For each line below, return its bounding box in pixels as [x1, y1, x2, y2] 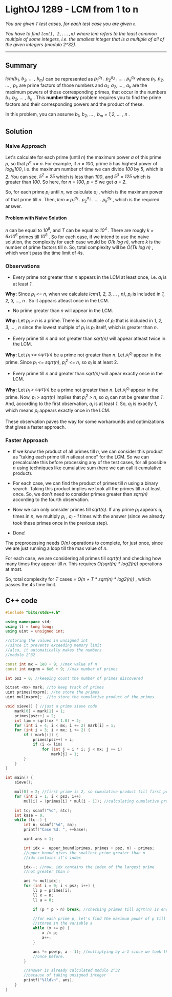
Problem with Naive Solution [5, 215, 67, 221]
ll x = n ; [32, 892, 54, 898]
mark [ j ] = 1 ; [51, 751, 79, 757]
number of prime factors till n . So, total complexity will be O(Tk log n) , [5, 244, 154, 251]
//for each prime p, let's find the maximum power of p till [32, 916, 166, 921]
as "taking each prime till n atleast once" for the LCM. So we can [12, 454, 149, 460]
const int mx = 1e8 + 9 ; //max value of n [5, 661, 97, 667]
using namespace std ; [5, 619, 52, 624]
